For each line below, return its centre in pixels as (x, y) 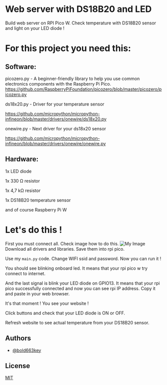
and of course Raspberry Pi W (36, 209)
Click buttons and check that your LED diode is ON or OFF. (65, 313)
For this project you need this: (68, 48)
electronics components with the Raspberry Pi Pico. (58, 84)
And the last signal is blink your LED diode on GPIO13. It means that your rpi (83, 283)
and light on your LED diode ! (35, 28)
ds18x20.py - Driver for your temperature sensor (55, 104)
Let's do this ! (34, 230)
